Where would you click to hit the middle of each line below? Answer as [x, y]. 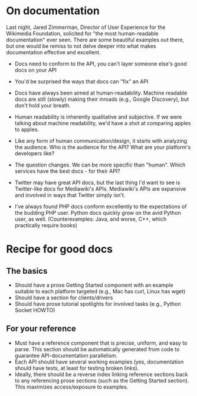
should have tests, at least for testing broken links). [77, 368]
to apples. [27, 129]
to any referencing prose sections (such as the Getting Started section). [102, 380]
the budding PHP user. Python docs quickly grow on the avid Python [98, 212]
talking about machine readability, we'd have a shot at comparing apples [103, 123]
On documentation [53, 11]
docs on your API [36, 70]
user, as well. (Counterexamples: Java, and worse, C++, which [91, 219]
